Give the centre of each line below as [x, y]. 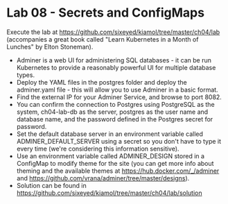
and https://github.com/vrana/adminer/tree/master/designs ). [103, 178]
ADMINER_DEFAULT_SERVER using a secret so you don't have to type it [119, 141]
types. [26, 75]
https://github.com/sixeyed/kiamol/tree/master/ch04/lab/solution [109, 193]
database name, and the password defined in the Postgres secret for [115, 119]
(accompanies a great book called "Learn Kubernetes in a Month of [103, 39]
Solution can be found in [52, 185]
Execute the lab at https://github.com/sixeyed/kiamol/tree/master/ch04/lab [113, 32]
